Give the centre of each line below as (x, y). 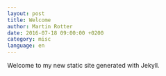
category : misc (29, 39)
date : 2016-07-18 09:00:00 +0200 (56, 33)
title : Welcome (29, 20)
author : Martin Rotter (40, 26)
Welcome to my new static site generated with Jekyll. (83, 65)
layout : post (26, 13)
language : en (26, 46)
